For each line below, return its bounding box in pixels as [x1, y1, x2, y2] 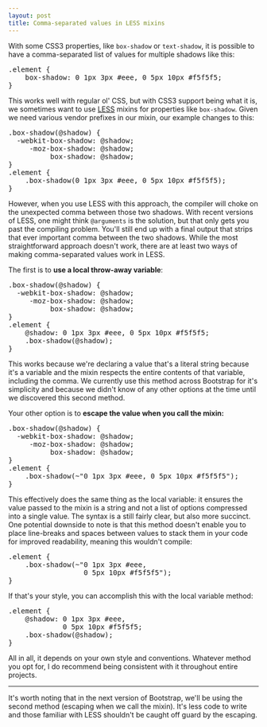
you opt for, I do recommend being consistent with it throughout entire [8, 662, 238, 671]
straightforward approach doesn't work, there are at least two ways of [8, 240, 238, 251]
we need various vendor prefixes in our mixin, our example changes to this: [8, 112, 255, 122]
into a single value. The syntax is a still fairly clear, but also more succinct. [8, 511, 251, 521]
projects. [8, 670, 37, 679]
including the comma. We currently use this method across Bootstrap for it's [8, 376, 258, 385]
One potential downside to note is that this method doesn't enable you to [8, 519, 246, 530]
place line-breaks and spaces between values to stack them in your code [8, 528, 249, 537]
